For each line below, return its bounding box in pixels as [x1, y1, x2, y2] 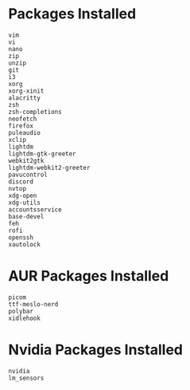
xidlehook [8, 314, 41, 322]
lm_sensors [8, 374, 45, 382]
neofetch [8, 115, 37, 123]
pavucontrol [8, 171, 48, 179]
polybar [8, 307, 34, 315]
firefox [8, 121, 34, 130]
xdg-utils [8, 199, 41, 207]
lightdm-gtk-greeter [8, 149, 77, 158]
